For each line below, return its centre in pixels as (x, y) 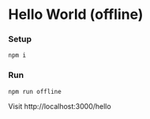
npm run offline (35, 91)
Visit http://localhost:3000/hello (60, 106)
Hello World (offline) (76, 15)
